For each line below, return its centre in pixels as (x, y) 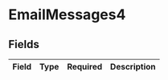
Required (85, 67)
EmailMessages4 (67, 15)
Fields (24, 44)
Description (133, 67)
